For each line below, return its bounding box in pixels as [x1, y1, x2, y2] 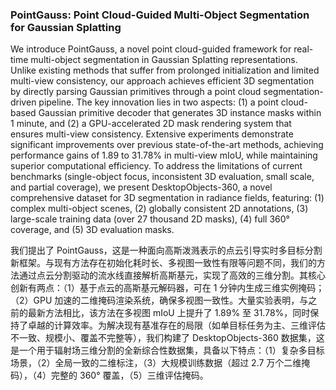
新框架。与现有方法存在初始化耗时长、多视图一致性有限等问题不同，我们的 [10, 257, 317, 269]
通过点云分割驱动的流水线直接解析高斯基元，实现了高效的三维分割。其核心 [18, 269, 326, 282]
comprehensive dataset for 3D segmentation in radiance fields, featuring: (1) [10, 192, 325, 204]
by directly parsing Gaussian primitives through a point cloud [10, 86, 262, 98]
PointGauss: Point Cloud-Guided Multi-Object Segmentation [10, 8, 310, 22]
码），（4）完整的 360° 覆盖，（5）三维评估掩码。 [10, 369, 209, 382]
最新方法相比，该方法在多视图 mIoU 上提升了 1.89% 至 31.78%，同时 [27, 307, 311, 319]
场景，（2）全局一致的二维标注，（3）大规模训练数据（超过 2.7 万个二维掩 [10, 357, 311, 369]
